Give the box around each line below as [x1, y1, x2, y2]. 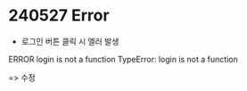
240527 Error [8, 5, 110, 26]
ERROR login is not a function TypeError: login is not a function [8, 54, 238, 64]
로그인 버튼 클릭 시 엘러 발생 [21, 36, 119, 46]
